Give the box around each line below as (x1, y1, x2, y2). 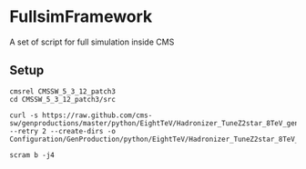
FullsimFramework (9, 6, 153, 27)
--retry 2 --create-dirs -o (9, 126, 117, 135)
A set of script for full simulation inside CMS (9, 36, 175, 47)
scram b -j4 (9, 150, 55, 160)
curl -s (9, 111, 39, 120)
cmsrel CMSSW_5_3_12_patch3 (9, 86, 117, 96)
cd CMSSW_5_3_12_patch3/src (9, 94, 117, 104)
